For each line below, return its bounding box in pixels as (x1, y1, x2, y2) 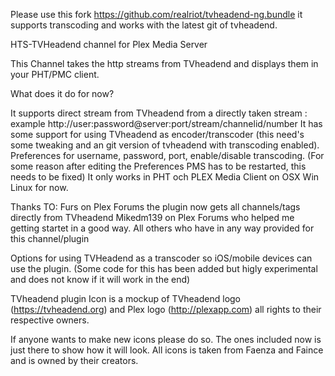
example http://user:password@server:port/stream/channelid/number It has (10, 118, 323, 129)
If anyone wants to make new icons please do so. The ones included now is (10, 334, 322, 345)
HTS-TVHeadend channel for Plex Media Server (10, 39, 208, 50)
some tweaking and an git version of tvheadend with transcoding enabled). (10, 139, 320, 151)
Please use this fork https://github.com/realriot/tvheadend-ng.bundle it (10, 9, 303, 20)
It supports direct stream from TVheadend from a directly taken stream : (10, 107, 308, 119)
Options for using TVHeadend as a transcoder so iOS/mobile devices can (10, 252, 313, 264)
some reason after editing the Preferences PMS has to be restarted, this (10, 160, 307, 172)
